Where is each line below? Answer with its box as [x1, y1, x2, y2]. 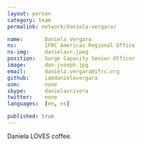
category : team [7, 17, 52, 24]
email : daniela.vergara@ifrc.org [7, 67, 120, 75]
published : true [7, 113, 54, 120]
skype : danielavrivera [7, 88, 89, 95]
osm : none [7, 81, 58, 88]
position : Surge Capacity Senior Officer [7, 55, 136, 63]
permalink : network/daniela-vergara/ [7, 23, 117, 30]
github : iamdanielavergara [7, 74, 98, 81]
